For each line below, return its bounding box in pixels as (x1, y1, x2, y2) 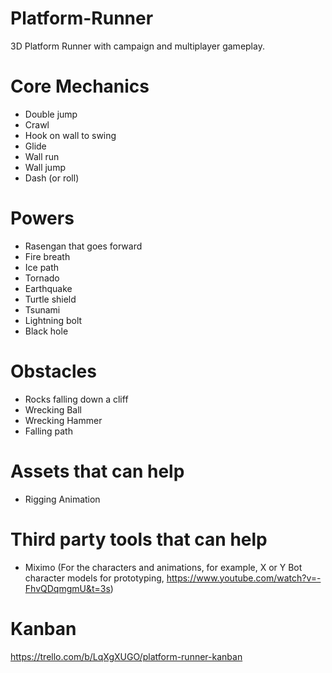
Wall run (24, 150, 60, 162)
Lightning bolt (24, 314, 83, 326)
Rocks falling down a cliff (24, 393, 129, 405)
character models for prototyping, (24, 572, 165, 584)
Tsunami (24, 303, 61, 316)
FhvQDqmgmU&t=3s (24, 582, 111, 594)
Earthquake (24, 282, 73, 294)
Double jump (24, 108, 78, 120)
